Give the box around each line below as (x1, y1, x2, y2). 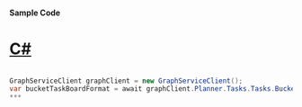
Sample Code (9, 7, 61, 18)
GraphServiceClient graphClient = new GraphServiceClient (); (9, 76, 244, 85)
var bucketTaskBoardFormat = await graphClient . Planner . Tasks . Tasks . (9, 85, 276, 94)
